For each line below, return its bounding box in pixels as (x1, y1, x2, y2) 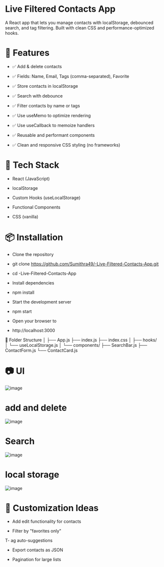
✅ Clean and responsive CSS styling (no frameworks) (12, 142, 120, 148)
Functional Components (12, 204, 61, 210)
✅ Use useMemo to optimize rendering (12, 112, 91, 118)
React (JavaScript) (12, 176, 50, 181)
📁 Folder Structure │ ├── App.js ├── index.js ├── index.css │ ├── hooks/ (5, 337, 157, 343)
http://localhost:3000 (12, 327, 55, 333)
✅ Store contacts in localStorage (12, 83, 78, 89)
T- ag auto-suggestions (5, 538, 53, 543)
